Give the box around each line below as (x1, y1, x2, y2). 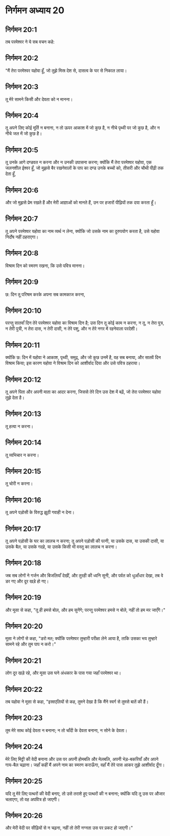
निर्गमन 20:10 (5, 306, 42, 315)
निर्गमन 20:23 (5, 714, 43, 723)
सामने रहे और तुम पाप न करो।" (5, 641, 56, 647)
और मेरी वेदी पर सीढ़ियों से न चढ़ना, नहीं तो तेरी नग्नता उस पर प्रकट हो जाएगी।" (5, 825, 133, 831)
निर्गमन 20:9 (5, 278, 39, 287)
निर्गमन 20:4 (5, 111, 39, 120)
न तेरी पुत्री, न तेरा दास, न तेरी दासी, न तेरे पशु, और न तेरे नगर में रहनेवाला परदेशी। (5, 326, 138, 332)
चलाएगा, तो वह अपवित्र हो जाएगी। (5, 796, 60, 802)
